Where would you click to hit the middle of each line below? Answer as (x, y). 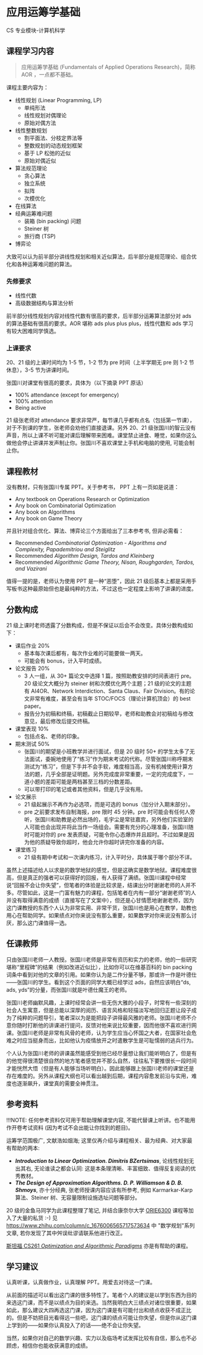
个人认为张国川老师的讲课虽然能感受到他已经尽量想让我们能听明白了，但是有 (101, 1053)
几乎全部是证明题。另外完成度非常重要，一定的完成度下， (117, 774)
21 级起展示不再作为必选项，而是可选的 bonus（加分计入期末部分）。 (109, 804)
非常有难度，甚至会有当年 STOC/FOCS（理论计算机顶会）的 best (110, 698)
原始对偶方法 (40, 123)
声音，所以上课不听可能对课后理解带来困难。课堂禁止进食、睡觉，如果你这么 (101, 435)
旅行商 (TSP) (40, 236)
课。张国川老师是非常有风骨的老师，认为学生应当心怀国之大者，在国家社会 (99, 1033)
